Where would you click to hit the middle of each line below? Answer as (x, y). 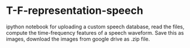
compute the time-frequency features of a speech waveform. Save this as (95, 32)
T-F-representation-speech (75, 11)
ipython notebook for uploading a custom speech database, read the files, (95, 27)
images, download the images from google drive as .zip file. (78, 39)
